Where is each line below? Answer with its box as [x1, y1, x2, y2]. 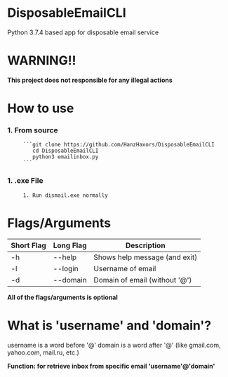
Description [125, 240, 166, 250]
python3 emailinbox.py [32, 153, 99, 160]
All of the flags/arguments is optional [7, 293, 118, 301]
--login [53, 263, 79, 273]
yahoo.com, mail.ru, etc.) [7, 348, 79, 357]
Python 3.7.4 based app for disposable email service [7, 28, 159, 36]
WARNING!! [7, 53, 76, 69]
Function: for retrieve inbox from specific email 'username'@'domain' [7, 362, 215, 370]
